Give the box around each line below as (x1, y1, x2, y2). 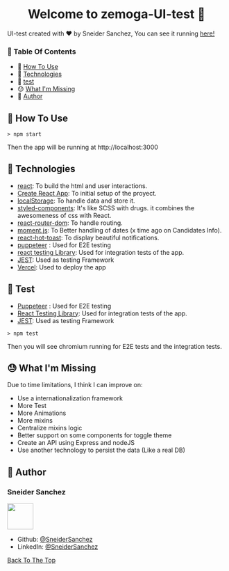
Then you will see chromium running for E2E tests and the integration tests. (7, 342, 222, 350)
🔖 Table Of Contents (7, 47, 76, 56)
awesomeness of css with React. (17, 211, 112, 219)
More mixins (17, 416, 53, 425)
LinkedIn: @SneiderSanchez (17, 542, 99, 551)
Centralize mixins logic (17, 424, 83, 432)
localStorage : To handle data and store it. (17, 196, 135, 205)
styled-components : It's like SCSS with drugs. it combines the (17, 203, 195, 212)
